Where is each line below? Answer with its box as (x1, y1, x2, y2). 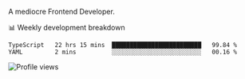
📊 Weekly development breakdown (8, 23, 125, 32)
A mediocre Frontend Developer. (8, 7, 116, 16)
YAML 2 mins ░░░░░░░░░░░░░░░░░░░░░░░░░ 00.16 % (8, 48, 238, 56)
